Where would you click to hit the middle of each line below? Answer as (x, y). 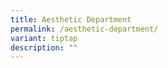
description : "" (44, 47)
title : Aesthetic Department (71, 19)
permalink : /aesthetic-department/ (84, 29)
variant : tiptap (44, 38)
